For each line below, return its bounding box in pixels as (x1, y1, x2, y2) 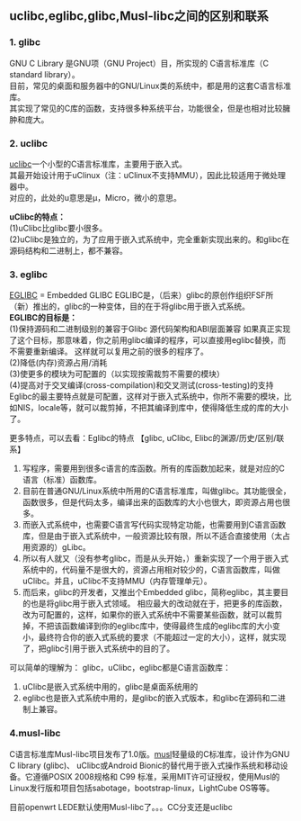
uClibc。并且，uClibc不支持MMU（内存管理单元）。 (22, 575, 213, 587)
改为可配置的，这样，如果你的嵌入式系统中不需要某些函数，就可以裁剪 (22, 609, 283, 620)
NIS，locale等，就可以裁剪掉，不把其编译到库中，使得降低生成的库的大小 (16, 402, 289, 413)
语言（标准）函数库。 (22, 474, 102, 485)
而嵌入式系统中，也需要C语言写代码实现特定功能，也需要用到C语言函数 (22, 519, 287, 530)
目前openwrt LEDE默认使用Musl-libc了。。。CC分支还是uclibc (9, 801, 234, 812)
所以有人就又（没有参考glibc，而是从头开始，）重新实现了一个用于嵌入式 (22, 553, 289, 564)
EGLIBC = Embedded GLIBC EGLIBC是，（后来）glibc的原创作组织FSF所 (9, 290, 274, 301)
